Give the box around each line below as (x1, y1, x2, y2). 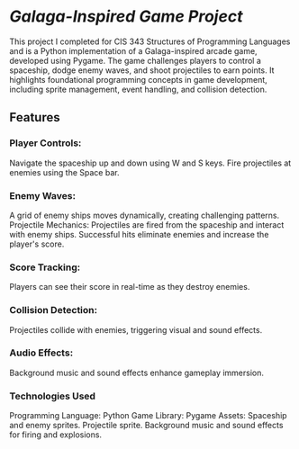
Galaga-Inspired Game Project (9, 6, 243, 27)
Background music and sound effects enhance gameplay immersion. (9, 367, 264, 378)
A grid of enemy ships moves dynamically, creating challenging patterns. (9, 210, 280, 220)
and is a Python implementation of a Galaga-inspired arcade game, (9, 45, 258, 56)
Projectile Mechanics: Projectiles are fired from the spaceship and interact (9, 219, 285, 230)
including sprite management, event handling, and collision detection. (9, 84, 267, 94)
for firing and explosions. (9, 429, 102, 440)
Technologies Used (9, 390, 96, 402)
